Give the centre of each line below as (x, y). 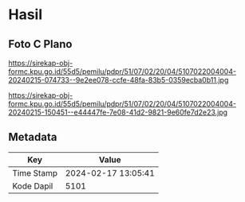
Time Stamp (35, 173)
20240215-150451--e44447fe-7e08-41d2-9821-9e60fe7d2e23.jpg (118, 112)
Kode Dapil (33, 186)
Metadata (33, 137)
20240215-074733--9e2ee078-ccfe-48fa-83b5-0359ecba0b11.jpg (119, 80)
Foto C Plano (40, 44)
